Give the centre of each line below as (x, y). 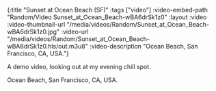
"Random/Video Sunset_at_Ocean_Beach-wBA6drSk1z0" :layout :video (107, 17)
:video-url (75, 31)
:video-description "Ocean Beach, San (144, 46)
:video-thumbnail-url (36, 24)
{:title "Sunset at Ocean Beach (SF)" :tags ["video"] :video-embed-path (108, 10)
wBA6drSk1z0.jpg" (33, 31)
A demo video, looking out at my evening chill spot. (79, 67)
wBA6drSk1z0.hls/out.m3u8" (48, 46)
